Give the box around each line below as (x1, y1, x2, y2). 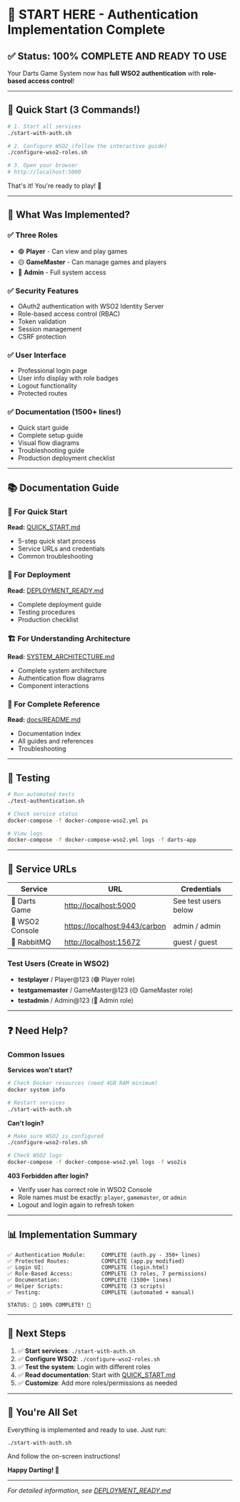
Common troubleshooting (17, 552, 94, 561)
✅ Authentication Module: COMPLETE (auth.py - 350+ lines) (7, 1251, 201, 1258)
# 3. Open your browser (7, 162, 79, 169)
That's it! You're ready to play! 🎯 (7, 181, 102, 190)
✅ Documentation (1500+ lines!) (7, 407, 121, 417)
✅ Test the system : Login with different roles (17, 1362, 151, 1371)
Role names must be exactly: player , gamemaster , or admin (17, 1193, 187, 1202)
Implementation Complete (7, 21, 166, 38)
